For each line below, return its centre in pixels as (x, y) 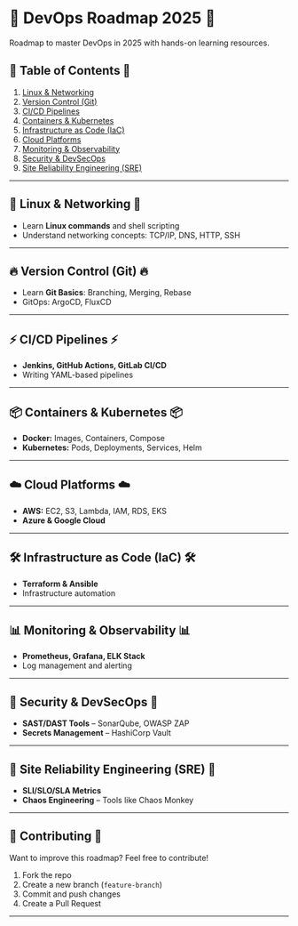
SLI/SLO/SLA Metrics (62, 791)
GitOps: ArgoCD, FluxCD (67, 302)
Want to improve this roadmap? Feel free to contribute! (109, 858)
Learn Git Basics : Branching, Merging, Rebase (107, 293)
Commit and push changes (71, 894)
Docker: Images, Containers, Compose (94, 438)
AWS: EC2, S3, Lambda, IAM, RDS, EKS (94, 511)
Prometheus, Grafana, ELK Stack (83, 656)
